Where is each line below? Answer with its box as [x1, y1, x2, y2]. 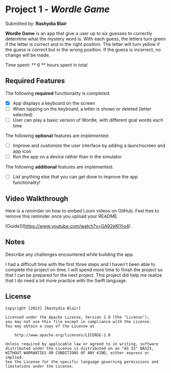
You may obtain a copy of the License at [5, 324, 95, 329]
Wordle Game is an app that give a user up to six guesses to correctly [5, 30, 153, 36]
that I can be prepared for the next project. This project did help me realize [5, 272, 162, 278]
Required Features [5, 76, 65, 85]
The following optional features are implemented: [5, 132, 110, 139]
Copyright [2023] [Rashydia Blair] [5, 306, 81, 311]
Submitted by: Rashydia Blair [5, 20, 67, 26]
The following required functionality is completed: [5, 90, 111, 96]
